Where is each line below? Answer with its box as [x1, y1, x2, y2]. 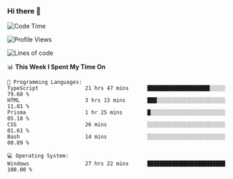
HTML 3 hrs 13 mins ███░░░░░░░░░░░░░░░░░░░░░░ [7, 97, 226, 104]
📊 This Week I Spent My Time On [7, 62, 106, 71]
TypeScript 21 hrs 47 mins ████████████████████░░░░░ [7, 85, 226, 92]
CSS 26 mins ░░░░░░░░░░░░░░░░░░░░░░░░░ [7, 121, 226, 128]
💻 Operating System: [7, 153, 70, 160]
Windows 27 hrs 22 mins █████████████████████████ [7, 160, 226, 167]
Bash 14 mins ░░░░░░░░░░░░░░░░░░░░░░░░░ [7, 133, 226, 141]
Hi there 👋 [7, 6, 42, 16]
